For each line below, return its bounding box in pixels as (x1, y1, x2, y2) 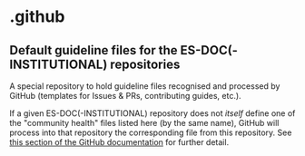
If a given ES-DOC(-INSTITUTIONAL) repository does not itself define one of (9, 108, 296, 119)
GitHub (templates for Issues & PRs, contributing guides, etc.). (9, 91, 242, 101)
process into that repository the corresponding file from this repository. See (9, 127, 292, 138)
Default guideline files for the (9, 43, 179, 58)
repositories (110, 56, 181, 72)
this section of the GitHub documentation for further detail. (9, 137, 230, 147)
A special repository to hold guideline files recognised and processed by (9, 81, 280, 92)
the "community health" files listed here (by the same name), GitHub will (9, 118, 280, 128)
